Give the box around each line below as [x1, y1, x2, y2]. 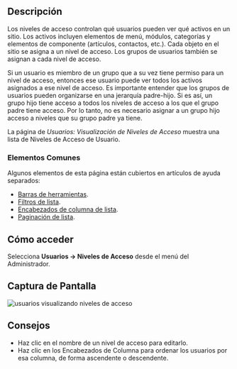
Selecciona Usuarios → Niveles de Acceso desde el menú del [7, 252, 189, 260]
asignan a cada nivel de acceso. [7, 55, 101, 63]
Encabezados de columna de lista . [17, 205, 118, 214]
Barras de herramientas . [17, 190, 89, 199]
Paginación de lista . [17, 213, 76, 221]
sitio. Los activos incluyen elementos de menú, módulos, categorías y [7, 32, 211, 40]
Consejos [7, 319, 51, 332]
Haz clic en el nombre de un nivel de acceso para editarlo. [17, 338, 188, 347]
